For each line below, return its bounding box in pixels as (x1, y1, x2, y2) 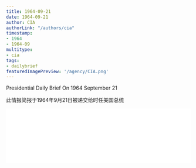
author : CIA (6, 19, 35, 25)
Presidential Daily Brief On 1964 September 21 (6, 84, 117, 91)
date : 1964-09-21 (6, 14, 49, 20)
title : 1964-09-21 (6, 8, 51, 15)
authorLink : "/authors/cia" (6, 25, 75, 31)
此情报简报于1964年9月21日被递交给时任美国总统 (6, 97, 124, 104)
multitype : (6, 47, 33, 53)
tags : (6, 57, 19, 63)
